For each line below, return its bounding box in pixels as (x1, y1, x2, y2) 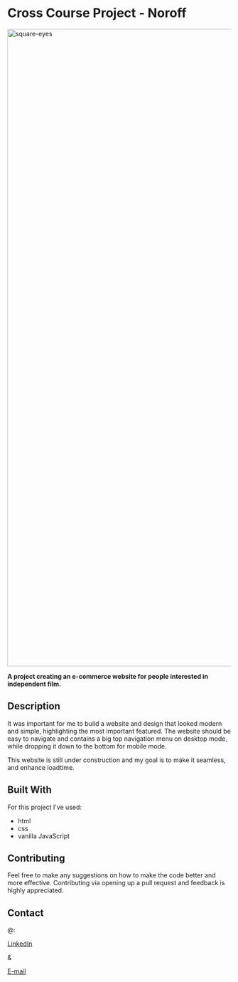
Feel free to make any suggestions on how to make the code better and (7, 871, 216, 880)
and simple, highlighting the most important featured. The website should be (7, 727, 231, 735)
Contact (7, 907, 44, 919)
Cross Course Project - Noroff (7, 5, 187, 21)
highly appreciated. (7, 886, 64, 894)
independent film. (7, 680, 62, 688)
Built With (7, 784, 52, 796)
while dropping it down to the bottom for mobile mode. (7, 741, 167, 750)
